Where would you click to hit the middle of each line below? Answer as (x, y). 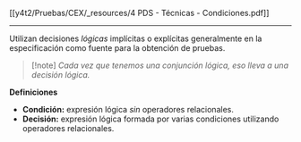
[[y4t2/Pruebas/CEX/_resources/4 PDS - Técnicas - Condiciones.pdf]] (139, 13)
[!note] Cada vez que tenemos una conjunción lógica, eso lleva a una (160, 65)
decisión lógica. (60, 75)
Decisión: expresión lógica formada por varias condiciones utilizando (150, 119)
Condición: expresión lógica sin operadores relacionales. (128, 109)
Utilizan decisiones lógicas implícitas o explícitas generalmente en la (136, 38)
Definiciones (34, 92)
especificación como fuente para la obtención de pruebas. (117, 48)
